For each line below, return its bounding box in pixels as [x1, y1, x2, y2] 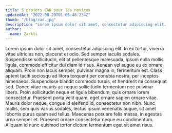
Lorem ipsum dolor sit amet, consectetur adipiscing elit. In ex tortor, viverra [5, 46, 164, 51]
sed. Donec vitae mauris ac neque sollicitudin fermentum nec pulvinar [5, 84, 154, 90]
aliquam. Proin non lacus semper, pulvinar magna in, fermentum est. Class [5, 67, 163, 73]
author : [5, 27, 22, 32]
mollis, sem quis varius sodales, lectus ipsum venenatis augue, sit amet [5, 106, 157, 111]
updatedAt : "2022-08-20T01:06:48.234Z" [5, 12, 91, 17]
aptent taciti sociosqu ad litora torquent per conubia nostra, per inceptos [5, 73, 159, 79]
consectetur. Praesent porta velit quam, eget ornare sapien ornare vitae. [5, 94, 158, 101]
